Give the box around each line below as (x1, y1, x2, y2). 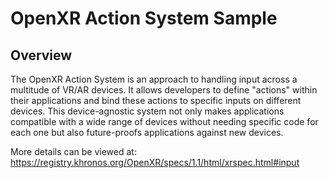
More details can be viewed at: (10, 146, 137, 157)
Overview (10, 47, 73, 64)
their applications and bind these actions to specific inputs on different (10, 95, 302, 106)
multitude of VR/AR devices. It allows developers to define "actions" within (10, 84, 318, 96)
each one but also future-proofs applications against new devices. (10, 127, 284, 138)
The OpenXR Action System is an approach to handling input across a (10, 73, 298, 85)
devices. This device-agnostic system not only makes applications (10, 105, 285, 117)
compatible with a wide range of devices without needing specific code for (10, 116, 319, 127)
